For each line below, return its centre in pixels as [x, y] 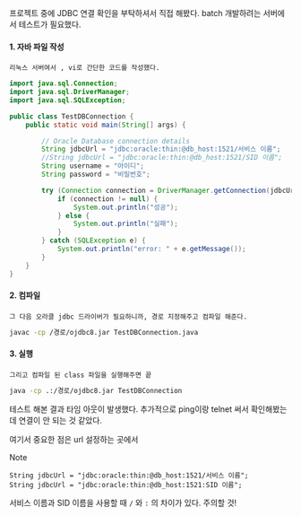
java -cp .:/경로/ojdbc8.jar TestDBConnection [96, 390]
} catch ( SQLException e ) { [94, 241]
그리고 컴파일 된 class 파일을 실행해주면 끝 [81, 375]
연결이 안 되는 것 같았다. [60, 420]
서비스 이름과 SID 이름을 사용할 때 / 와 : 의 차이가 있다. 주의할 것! [123, 503]
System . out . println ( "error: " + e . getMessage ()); [151, 249]
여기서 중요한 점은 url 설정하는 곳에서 [74, 439]
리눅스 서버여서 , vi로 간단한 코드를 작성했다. [85, 68]
